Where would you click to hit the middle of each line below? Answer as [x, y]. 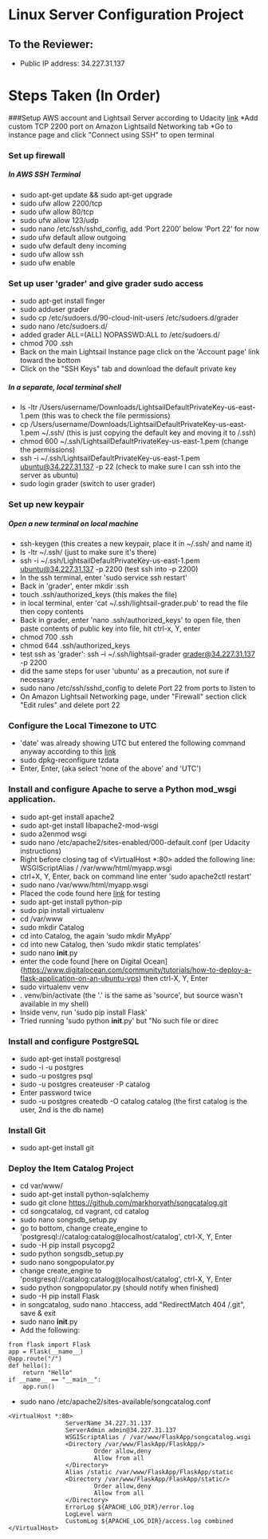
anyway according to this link [68, 752]
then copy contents [51, 611]
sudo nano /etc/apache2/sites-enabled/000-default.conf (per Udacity [135, 842]
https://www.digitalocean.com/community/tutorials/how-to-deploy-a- [137, 970]
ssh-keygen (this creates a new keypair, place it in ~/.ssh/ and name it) [136, 543]
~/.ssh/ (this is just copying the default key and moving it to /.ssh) [149, 433]
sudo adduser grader [55, 309]
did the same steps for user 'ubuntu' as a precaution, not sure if [124, 671]
